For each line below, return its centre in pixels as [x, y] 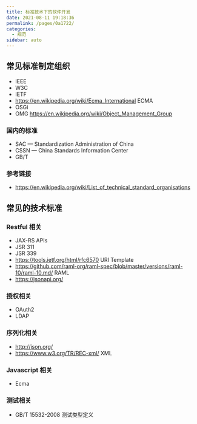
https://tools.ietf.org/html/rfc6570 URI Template [74, 260]
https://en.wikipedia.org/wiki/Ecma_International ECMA [84, 100]
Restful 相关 [24, 227]
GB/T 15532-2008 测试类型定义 [54, 415]
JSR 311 [25, 247]
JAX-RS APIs [31, 241]
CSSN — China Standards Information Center [72, 151]
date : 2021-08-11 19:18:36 [40, 18]
